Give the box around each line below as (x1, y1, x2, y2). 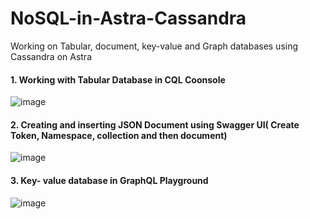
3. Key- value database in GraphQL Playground (10, 174, 209, 186)
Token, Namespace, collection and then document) (10, 129, 228, 141)
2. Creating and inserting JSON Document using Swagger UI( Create (10, 118, 300, 131)
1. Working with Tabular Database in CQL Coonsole (10, 73, 226, 86)
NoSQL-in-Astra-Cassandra (10, 7, 247, 30)
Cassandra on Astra (10, 50, 93, 62)
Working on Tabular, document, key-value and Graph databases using (10, 40, 299, 52)
